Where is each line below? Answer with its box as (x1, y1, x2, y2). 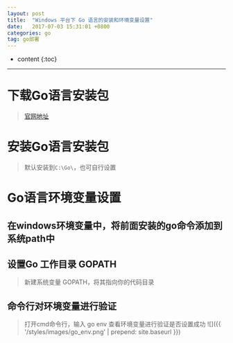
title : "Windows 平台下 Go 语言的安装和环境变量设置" (7, 17, 153, 24)
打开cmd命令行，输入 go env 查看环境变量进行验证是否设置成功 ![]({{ (24, 320, 221, 328)
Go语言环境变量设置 (7, 190, 121, 206)
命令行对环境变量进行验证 (7, 300, 116, 312)
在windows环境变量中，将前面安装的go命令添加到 (7, 220, 223, 231)
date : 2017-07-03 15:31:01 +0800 (7, 23, 110, 30)
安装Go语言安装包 (7, 139, 110, 155)
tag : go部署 (7, 36, 40, 43)
